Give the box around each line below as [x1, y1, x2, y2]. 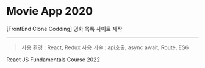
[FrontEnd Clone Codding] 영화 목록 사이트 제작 [6, 25, 123, 32]
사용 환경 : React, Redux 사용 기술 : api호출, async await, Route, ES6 [21, 44, 189, 51]
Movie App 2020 [6, 4, 93, 18]
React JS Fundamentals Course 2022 [6, 56, 101, 63]
